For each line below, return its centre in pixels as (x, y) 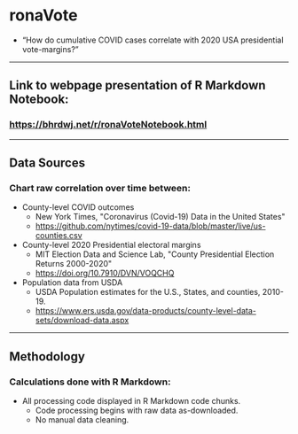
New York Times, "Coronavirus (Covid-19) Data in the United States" (160, 217)
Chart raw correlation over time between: (100, 188)
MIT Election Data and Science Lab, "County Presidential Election (155, 254)
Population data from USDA (72, 283)
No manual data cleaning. (82, 420)
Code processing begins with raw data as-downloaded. (137, 410)
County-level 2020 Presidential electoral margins (111, 245)
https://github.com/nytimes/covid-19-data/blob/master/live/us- (150, 226)
